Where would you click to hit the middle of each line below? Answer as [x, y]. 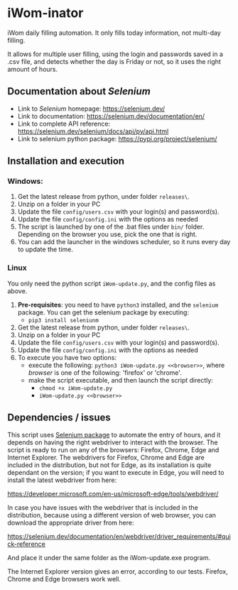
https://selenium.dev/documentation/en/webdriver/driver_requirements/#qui [119, 536]
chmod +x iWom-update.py [76, 388]
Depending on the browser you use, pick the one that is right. [107, 234]
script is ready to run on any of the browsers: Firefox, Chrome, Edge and [113, 449]
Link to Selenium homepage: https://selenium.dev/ [91, 109]
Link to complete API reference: [64, 124]
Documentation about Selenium [79, 91]
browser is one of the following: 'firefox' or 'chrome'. [105, 372]
